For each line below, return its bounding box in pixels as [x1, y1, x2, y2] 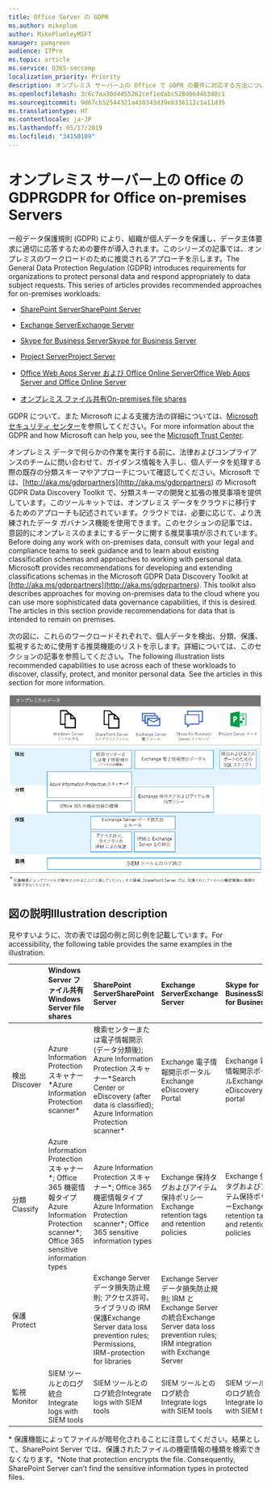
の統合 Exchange [161, 1312, 215, 1322]
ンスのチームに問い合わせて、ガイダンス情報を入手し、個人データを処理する [8, 457, 262, 467]
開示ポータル [168, 1066, 211, 1076]
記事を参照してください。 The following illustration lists [43, 651, 225, 661]
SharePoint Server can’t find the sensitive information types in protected [8, 1463, 248, 1473]
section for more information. [8, 677, 106, 687]
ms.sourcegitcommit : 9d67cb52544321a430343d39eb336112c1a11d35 [8, 98, 226, 107]
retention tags [161, 1210, 207, 1219]
